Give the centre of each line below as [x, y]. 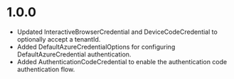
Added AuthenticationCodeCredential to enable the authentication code [122, 61]
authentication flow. [46, 69]
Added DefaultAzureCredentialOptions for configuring [96, 47]
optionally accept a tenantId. [59, 39]
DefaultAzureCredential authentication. [74, 54]
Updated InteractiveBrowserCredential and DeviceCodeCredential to [117, 32]
